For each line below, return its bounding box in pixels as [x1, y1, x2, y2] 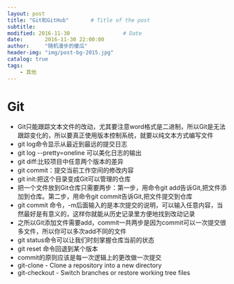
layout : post [7, 10, 45, 17]
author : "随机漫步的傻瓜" [7, 43, 88, 50]
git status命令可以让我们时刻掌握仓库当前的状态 [17, 236, 155, 244]
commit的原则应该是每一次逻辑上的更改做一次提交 [17, 253, 162, 262]
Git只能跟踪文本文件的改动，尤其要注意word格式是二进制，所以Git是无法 [17, 123, 226, 131]
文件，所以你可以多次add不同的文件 [23, 227, 127, 236]
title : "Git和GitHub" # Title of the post [7, 17, 150, 24]
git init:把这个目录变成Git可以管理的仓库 [17, 175, 131, 184]
